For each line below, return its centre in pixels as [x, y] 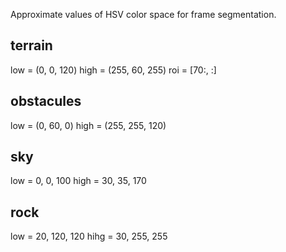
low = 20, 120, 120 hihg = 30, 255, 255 [89, 236]
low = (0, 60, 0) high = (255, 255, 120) [88, 125]
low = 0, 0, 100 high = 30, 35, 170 [78, 181]
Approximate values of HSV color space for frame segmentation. [143, 14]
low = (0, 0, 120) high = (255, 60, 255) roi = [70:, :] [113, 70]
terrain [31, 45]
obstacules [46, 101]
